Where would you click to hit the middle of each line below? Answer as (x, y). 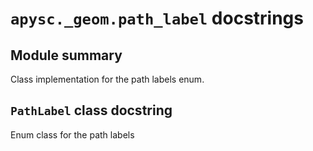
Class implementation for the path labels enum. (107, 79)
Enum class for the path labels (72, 134)
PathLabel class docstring (91, 110)
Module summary (66, 55)
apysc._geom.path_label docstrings (157, 18)
